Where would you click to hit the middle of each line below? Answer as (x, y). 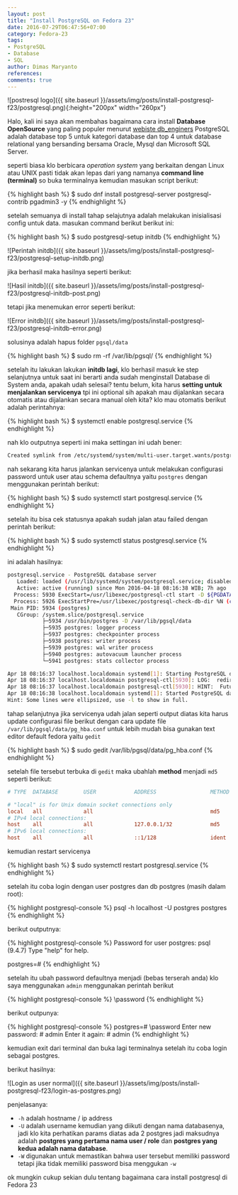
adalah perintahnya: (36, 407)
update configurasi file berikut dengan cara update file (87, 721)
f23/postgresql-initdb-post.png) (54, 293)
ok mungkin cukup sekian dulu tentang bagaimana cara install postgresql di (118, 1177)
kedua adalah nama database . (63, 1148)
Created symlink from (39, 455)
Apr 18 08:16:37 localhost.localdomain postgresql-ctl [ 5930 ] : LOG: (109, 680)
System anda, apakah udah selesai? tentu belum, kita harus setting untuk (115, 385)
